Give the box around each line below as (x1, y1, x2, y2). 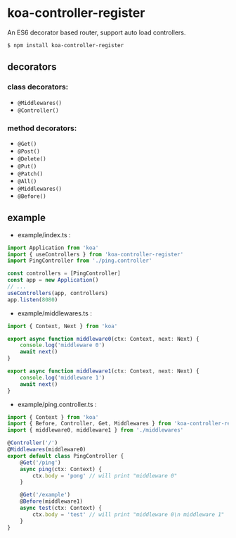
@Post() (17, 148, 40, 155)
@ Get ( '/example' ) (20, 492, 71, 499)
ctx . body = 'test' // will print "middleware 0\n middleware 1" (32, 511, 225, 518)
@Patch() (17, 170, 44, 177)
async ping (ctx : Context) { (20, 465, 102, 473)
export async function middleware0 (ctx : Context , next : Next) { (7, 335, 199, 342)
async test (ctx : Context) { (20, 505, 102, 512)
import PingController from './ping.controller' (7, 257, 152, 265)
